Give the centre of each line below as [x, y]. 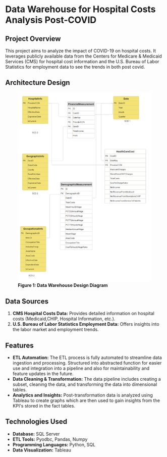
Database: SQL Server [36, 434]
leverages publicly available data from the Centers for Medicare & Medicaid [84, 56]
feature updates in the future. [43, 373]
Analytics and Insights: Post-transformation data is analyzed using [82, 395]
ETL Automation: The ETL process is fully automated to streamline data [87, 358]
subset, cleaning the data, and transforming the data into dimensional [85, 384]
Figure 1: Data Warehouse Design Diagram [63, 285]
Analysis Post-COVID [51, 20]
